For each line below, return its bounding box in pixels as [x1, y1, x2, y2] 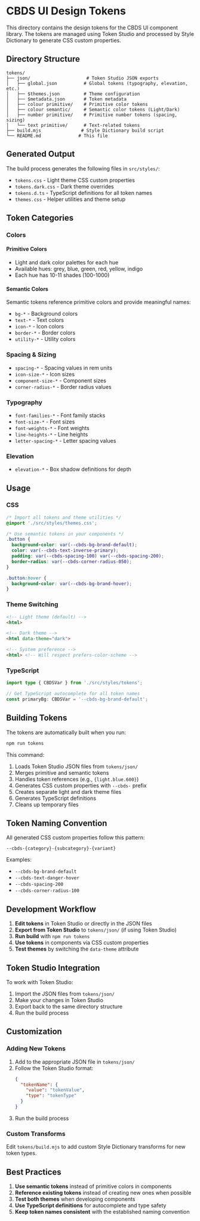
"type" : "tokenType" [26, 1093, 77, 1099]
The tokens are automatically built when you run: [6, 729, 127, 736]
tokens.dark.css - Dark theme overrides [14, 182, 115, 190]
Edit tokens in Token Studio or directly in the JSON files [14, 920, 152, 927]
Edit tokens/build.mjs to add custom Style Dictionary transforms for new [6, 1143, 186, 1150]
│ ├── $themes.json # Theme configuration [6, 91, 140, 97]
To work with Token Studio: [6, 978, 73, 985]
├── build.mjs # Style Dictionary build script [6, 127, 164, 133]
